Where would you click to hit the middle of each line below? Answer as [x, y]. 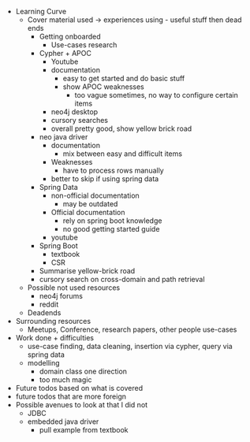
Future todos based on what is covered [79, 388]
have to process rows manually [113, 170]
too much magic [65, 380]
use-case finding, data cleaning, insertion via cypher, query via [130, 346]
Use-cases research [84, 45]
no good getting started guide [111, 229]
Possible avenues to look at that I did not [82, 405]
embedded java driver [63, 422]
